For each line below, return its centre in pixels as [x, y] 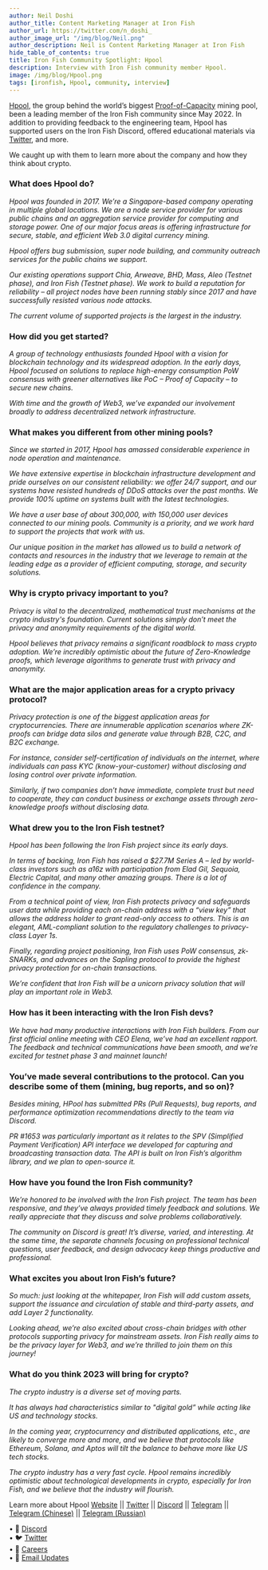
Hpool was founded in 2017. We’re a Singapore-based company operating [131, 201]
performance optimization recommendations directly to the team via [122, 1112]
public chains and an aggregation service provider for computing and [124, 218]
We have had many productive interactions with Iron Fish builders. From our [134, 1030]
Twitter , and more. [39, 139]
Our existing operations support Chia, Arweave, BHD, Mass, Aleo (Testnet [130, 274]
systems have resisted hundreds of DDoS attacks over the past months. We [134, 491]
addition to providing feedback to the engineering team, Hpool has [118, 122]
